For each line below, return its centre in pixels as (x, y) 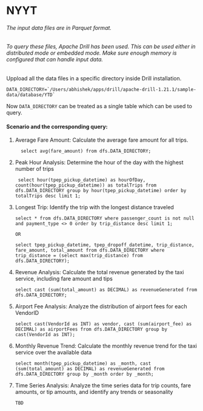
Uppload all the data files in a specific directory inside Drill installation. (94, 78)
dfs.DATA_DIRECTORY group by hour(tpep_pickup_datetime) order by (101, 191)
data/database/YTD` (31, 95)
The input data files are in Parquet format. (59, 27)
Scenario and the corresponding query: (57, 126)
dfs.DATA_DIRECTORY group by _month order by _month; (84, 375)
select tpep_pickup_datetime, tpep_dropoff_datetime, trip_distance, (105, 245)
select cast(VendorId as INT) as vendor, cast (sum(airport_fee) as (103, 324)
